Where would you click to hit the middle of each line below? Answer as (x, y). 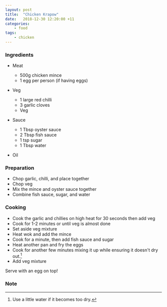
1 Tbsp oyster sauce (40, 130)
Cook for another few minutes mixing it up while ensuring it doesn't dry (85, 250)
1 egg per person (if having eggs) (54, 80)
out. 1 (17, 255)
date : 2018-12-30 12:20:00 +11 (40, 19)
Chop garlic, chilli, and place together (51, 179)
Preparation (20, 168)
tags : (11, 33)
